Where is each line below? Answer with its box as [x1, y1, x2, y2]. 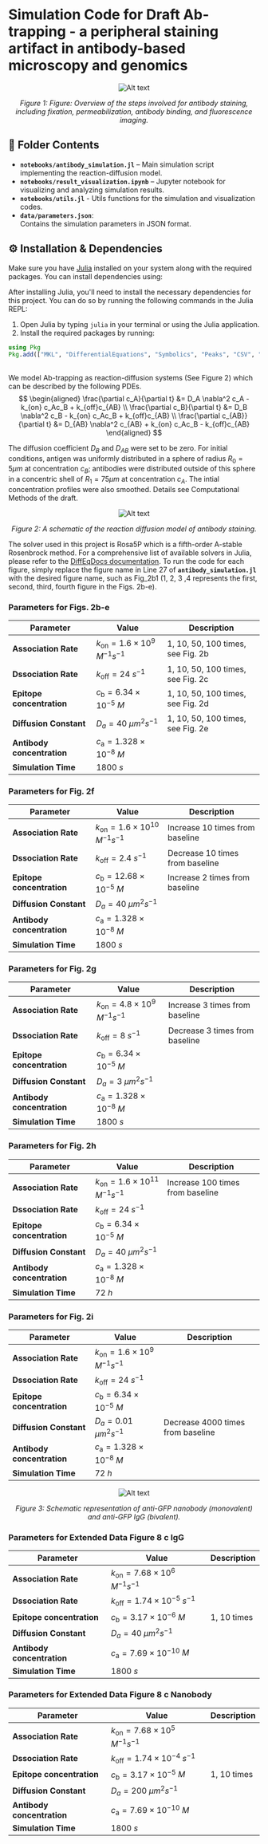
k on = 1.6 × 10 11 [95, 1174, 160, 1189]
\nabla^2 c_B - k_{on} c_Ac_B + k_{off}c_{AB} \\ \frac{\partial [20, 411, 221, 420]
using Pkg [8, 343, 41, 352]
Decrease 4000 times [163, 1417, 246, 1428]
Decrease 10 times [167, 848, 239, 859]
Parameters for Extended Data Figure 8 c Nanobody [8, 1689, 213, 1700]
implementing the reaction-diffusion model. [19, 167, 163, 177]
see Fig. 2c [167, 674, 209, 685]
